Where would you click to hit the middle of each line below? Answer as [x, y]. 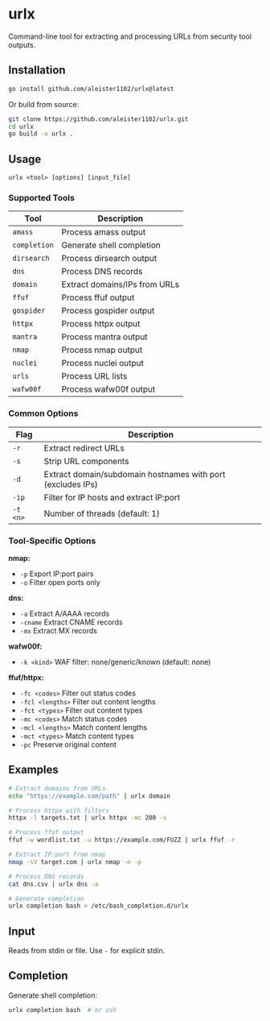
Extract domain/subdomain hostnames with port [135, 474]
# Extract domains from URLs [57, 788]
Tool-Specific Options [52, 541]
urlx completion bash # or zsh [62, 1010]
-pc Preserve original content [68, 744]
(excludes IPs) [71, 484]
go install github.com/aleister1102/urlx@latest [91, 89]
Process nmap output [102, 350]
